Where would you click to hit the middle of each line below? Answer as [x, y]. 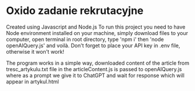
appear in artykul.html [33, 81]
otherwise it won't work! [35, 51]
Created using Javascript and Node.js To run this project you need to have [96, 27]
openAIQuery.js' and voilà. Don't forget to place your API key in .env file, [93, 45]
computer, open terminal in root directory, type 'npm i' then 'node [85, 39]
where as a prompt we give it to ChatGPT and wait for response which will [95, 75]
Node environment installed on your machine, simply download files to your [97, 33]
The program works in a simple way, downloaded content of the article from [97, 63]
